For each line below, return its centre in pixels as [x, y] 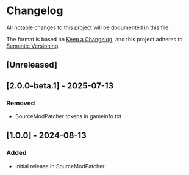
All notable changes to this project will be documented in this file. [88, 27]
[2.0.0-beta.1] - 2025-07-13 [60, 86]
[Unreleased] [32, 65]
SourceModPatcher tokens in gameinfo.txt [68, 116]
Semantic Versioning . [33, 46]
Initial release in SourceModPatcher [60, 166]
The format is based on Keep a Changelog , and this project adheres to [94, 39]
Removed [21, 103]
